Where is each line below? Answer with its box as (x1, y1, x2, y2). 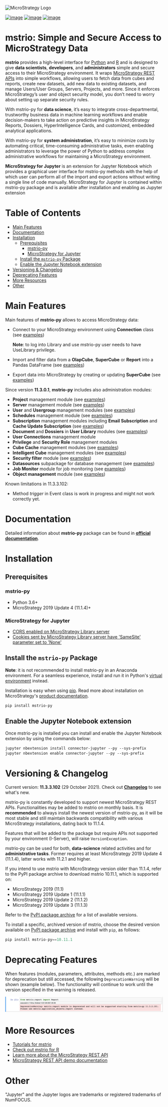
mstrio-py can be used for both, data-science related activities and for (5, 846, 151, 852)
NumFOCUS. (5, 1097, 31, 1103)
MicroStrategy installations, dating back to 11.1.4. (5, 820, 105, 826)
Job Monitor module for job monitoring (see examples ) (12, 466, 126, 472)
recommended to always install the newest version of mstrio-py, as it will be (5, 810, 162, 816)
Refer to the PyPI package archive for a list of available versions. (5, 912, 138, 918)
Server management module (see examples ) (12, 401, 105, 407)
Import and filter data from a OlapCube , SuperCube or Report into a (12, 356, 153, 362)
